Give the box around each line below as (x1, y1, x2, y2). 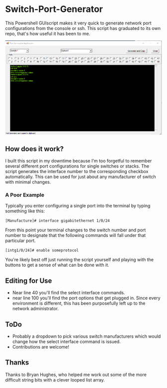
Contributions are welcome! (12, 344, 70, 350)
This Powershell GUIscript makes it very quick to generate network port (5, 20, 152, 26)
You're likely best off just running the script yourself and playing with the (5, 257, 154, 263)
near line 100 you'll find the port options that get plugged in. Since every (12, 295, 161, 301)
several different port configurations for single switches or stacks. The (5, 163, 150, 169)
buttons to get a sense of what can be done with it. (5, 262, 109, 268)
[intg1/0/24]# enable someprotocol (5, 248, 79, 253)
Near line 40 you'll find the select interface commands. (12, 290, 125, 296)
